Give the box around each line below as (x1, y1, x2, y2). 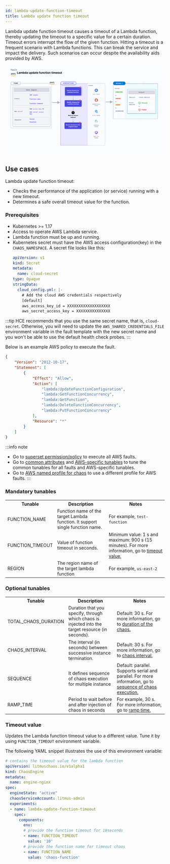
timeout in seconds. (57, 545, 98, 551)
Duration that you (68, 605, 105, 611)
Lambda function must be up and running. (12, 234, 101, 240)
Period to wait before (68, 696, 112, 702)
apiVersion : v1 (12, 255, 45, 260)
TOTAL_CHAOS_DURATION (7, 618, 64, 624)
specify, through (68, 610, 103, 617)
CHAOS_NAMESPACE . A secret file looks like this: (12, 244, 105, 251)
